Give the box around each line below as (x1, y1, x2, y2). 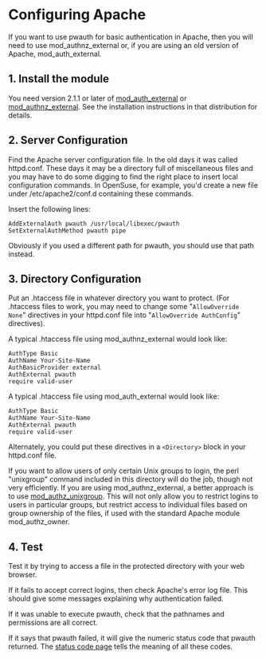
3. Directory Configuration (8, 272, 142, 285)
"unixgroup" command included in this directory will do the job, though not (8, 474, 253, 484)
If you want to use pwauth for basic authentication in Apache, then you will (8, 32, 253, 42)
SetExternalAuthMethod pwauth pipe (8, 226, 127, 235)
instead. (8, 249, 35, 259)
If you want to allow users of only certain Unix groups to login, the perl (8, 466, 239, 476)
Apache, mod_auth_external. (8, 49, 102, 58)
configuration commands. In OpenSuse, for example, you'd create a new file (8, 180, 259, 189)
